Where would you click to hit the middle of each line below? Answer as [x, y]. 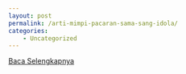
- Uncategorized [50, 38]
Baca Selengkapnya [41, 61]
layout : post [30, 16]
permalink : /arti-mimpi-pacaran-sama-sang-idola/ [93, 23]
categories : [28, 31]
